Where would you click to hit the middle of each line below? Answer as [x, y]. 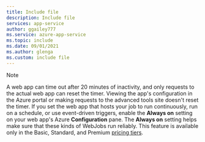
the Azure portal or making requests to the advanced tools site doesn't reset [102, 100]
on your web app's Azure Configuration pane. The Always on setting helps [102, 119]
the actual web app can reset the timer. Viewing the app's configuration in [99, 93]
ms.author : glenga [30, 52]
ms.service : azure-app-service [46, 35]
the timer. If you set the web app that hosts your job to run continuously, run [102, 106]
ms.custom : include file [38, 58]
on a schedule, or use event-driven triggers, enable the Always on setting [99, 113]
